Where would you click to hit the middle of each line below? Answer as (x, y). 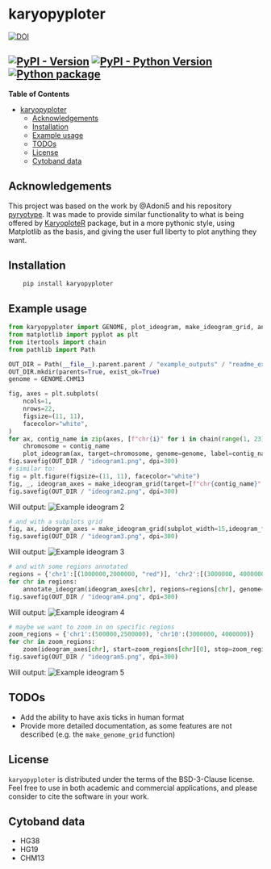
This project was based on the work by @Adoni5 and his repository (120, 206)
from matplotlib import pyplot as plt (73, 335)
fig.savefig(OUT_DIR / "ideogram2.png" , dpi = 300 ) (94, 491)
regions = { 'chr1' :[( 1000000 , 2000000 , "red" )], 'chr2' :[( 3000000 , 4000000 (137, 574)
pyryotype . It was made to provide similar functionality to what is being (126, 214)
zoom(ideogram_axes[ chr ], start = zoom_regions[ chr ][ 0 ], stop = (127, 650)
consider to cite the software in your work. (79, 796)
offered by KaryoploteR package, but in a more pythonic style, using (122, 223)
